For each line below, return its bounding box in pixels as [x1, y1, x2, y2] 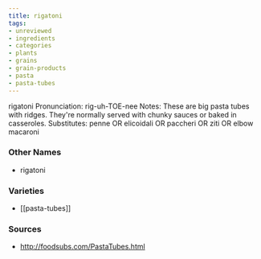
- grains [8, 57, 38, 65]
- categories [8, 42, 52, 50]
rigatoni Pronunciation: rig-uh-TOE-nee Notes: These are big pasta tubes [8, 101, 250, 111]
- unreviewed [8, 27, 52, 35]
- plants [8, 49, 38, 57]
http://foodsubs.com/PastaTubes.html [19, 242, 146, 252]
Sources [8, 224, 42, 235]
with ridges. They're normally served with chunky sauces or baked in [8, 109, 237, 119]
